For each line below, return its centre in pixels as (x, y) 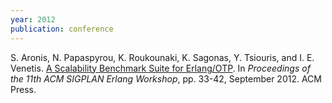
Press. (23, 89)
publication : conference (62, 29)
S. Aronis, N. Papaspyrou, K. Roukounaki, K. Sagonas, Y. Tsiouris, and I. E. (162, 57)
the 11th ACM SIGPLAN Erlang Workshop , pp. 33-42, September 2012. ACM (166, 78)
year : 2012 (33, 19)
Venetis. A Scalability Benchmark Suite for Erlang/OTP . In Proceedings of (160, 68)
